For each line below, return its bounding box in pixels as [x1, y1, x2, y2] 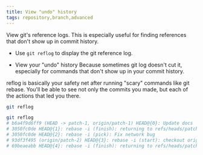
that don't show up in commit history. [6, 38, 99, 45]
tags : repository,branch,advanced [6, 15, 94, 21]
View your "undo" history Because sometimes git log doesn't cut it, [14, 61, 182, 68]
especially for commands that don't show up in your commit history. [14, 67, 185, 74]
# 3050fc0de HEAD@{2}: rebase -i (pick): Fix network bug [6, 131, 155, 137]
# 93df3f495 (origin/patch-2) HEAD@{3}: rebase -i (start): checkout [6, 137, 185, 143]
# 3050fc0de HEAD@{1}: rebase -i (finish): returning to [6, 126, 153, 132]
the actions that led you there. [6, 92, 81, 99]
